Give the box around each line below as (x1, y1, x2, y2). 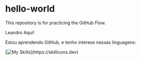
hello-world (5, 3, 55, 15)
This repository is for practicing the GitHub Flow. (5, 20, 106, 26)
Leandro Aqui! (5, 29, 35, 35)
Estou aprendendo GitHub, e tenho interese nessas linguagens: (5, 39, 136, 45)
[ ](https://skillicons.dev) (5, 49, 79, 55)
